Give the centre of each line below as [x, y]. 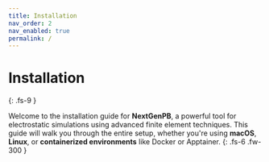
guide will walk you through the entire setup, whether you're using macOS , [132, 133]
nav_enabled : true [39, 31]
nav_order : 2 [30, 23]
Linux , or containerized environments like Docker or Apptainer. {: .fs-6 [127, 142]
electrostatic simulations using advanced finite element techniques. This [128, 125]
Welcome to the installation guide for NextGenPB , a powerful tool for [122, 116]
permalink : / [30, 38]
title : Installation [43, 16]
